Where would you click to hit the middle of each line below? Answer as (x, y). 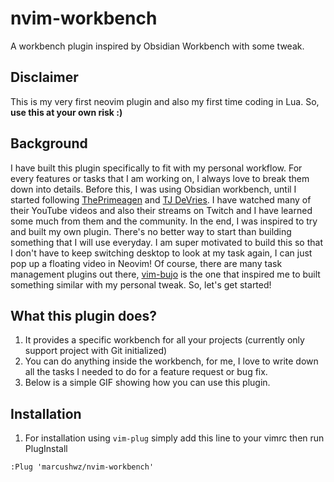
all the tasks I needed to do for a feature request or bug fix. (146, 372)
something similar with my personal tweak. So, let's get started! (141, 284)
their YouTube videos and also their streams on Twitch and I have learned (161, 210)
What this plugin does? (84, 315)
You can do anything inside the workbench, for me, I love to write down (171, 361)
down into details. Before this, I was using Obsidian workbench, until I (153, 189)
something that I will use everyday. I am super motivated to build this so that (166, 242)
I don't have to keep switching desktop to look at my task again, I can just (161, 253)
